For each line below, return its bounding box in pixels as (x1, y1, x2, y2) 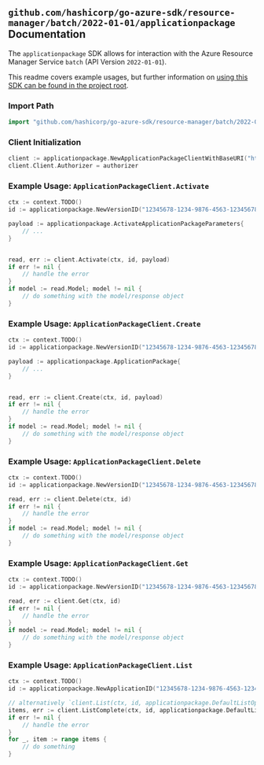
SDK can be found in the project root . (8, 80, 129, 90)
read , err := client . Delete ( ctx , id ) (8, 495, 132, 503)
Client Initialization (8, 136, 82, 147)
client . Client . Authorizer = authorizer (8, 162, 139, 170)
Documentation (8, 28, 86, 41)
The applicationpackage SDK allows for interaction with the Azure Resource (8, 48, 254, 58)
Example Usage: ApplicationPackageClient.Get (8, 557, 189, 568)
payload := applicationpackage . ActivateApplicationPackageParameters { (8, 220, 244, 228)
